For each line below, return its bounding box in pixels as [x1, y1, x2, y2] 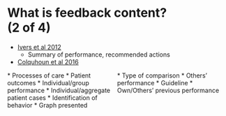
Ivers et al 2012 [17, 43, 61, 51]
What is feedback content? [7, 5, 167, 21]
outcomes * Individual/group [7, 78, 89, 87]
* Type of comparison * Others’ [117, 71, 208, 80]
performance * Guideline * [117, 78, 193, 87]
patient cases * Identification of [7, 93, 98, 102]
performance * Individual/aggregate [7, 86, 111, 94]
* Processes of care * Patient [7, 71, 91, 80]
